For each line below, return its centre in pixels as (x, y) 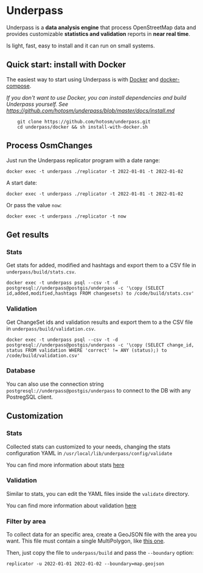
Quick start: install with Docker (66, 65)
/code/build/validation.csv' (43, 355)
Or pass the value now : (34, 205)
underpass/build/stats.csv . (41, 272)
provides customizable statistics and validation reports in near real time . (98, 33)
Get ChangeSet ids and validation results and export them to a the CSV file (100, 322)
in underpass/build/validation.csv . (51, 328)
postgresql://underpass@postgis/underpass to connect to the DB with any (99, 390)
